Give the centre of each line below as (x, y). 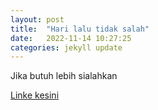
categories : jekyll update (66, 47)
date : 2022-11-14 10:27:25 (71, 38)
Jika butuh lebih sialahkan (64, 76)
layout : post (37, 19)
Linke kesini (35, 95)
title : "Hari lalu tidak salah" (80, 29)
